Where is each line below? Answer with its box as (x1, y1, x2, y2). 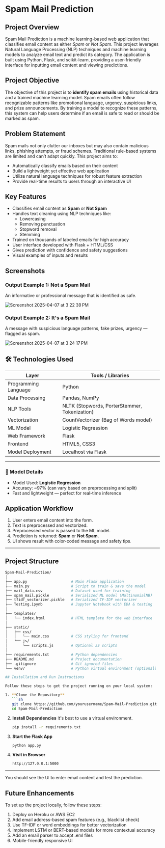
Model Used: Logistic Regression (12, 480, 81, 486)
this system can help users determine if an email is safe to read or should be (5, 110, 160, 116)
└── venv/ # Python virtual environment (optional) (5, 666, 157, 671)
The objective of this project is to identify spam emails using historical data (5, 89, 159, 95)
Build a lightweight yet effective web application (12, 168, 110, 174)
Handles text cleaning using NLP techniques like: (12, 211, 111, 217)
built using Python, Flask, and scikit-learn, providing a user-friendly (5, 57, 141, 62)
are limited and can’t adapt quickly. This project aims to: (5, 153, 118, 159)
